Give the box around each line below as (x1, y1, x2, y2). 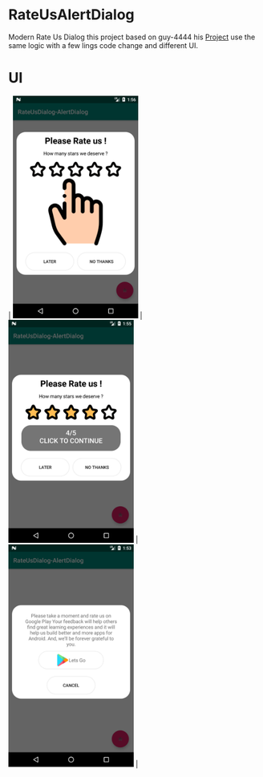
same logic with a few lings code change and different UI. (8, 40, 199, 50)
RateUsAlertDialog (8, 6, 135, 24)
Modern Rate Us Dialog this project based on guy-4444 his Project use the (8, 32, 256, 42)
